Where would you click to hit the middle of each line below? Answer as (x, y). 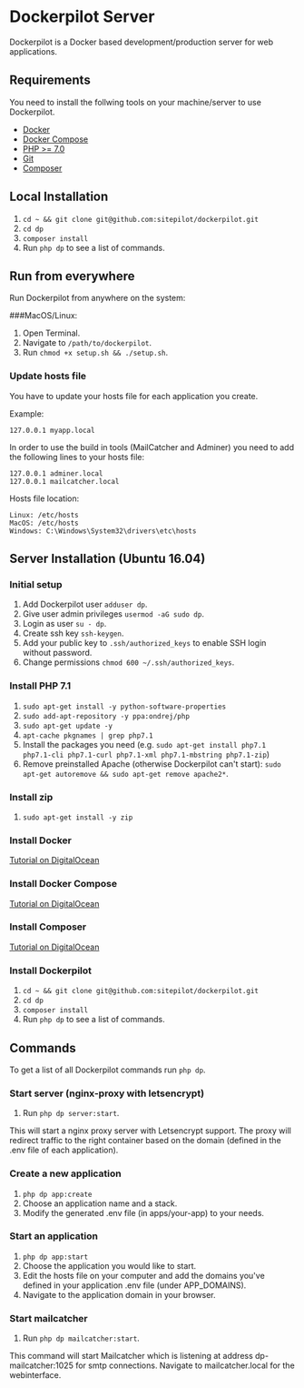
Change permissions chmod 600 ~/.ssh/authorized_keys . (128, 662)
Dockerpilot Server (82, 17)
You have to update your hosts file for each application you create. (134, 396)
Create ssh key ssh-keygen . (73, 633)
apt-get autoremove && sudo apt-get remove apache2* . (125, 773)
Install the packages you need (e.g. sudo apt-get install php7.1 (144, 744)
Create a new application (65, 1173)
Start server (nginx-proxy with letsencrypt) (107, 1093)
